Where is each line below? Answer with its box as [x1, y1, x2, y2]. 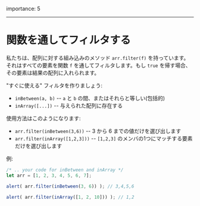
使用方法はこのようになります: [6, 115, 82, 122]
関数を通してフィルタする [6, 33, 131, 47]
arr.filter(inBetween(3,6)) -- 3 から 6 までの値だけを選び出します [14, 127, 182, 134]
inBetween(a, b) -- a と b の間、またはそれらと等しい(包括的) [14, 94, 165, 102]
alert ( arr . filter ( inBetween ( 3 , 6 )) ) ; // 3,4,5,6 [6, 183, 135, 189]
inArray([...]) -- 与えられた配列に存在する [14, 102, 123, 109]
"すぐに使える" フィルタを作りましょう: [6, 82, 103, 89]
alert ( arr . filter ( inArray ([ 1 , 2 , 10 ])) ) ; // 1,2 [6, 194, 135, 200]
